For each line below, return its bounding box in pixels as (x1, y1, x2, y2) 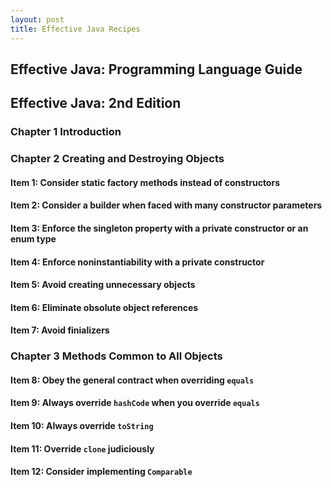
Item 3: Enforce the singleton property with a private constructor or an (10, 222, 309, 234)
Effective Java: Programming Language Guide (10, 61, 303, 78)
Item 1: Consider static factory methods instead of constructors (10, 176, 280, 188)
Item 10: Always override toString (10, 419, 154, 431)
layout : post (10, 14, 65, 25)
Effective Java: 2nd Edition (10, 95, 182, 112)
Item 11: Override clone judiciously (10, 442, 155, 455)
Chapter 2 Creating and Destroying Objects (10, 152, 225, 166)
